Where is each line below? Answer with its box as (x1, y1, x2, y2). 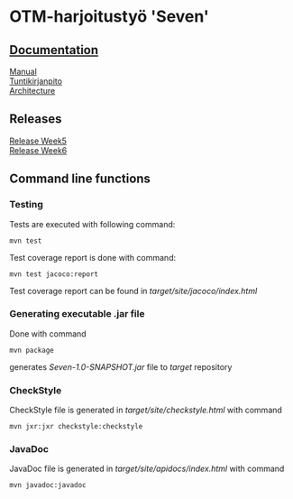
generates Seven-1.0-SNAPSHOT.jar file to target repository (9, 361, 233, 372)
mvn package (9, 346, 54, 355)
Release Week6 (9, 144, 68, 155)
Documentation (9, 42, 99, 58)
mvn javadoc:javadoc (9, 481, 87, 490)
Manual (9, 66, 38, 77)
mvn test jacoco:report (9, 269, 99, 279)
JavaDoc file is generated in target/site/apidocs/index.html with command (9, 463, 285, 475)
